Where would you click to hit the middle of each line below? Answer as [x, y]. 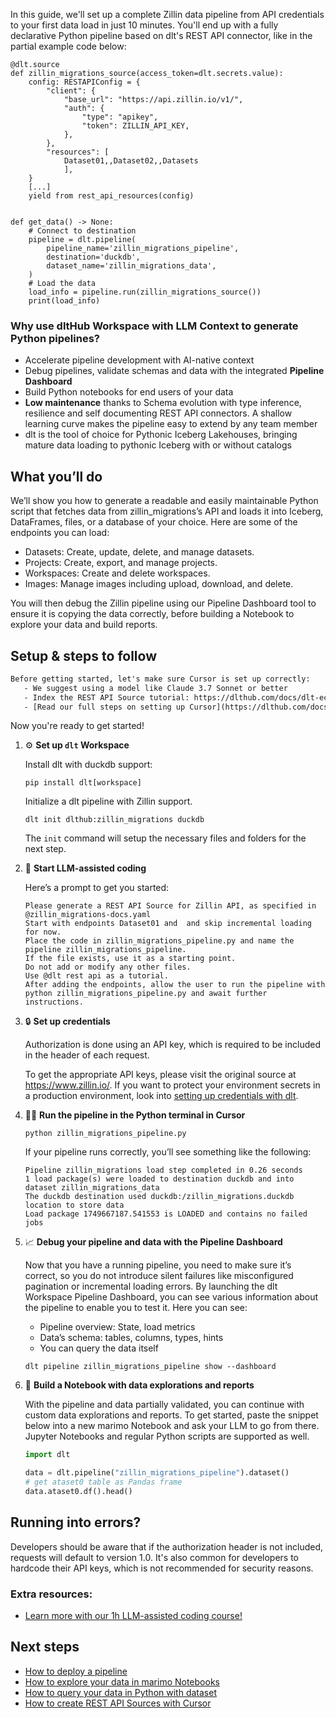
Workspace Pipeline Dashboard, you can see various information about [171, 1297]
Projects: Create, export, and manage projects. [121, 563]
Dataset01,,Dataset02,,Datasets [131, 161]
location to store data [74, 1205]
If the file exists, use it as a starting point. [130, 959]
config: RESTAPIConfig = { [84, 82]
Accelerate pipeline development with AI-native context [139, 360]
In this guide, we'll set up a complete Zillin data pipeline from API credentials [167, 14]
